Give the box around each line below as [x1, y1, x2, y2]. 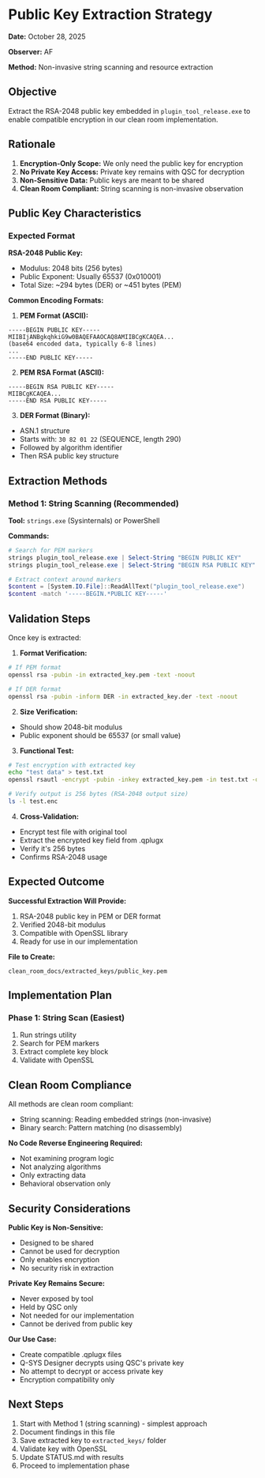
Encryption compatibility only [19, 1375, 115, 1384]
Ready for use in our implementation [19, 937, 138, 946]
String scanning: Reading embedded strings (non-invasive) [19, 1114, 211, 1124]
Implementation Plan [8, 989, 113, 1002]
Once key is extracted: [8, 633, 81, 642]
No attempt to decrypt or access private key [19, 1367, 164, 1376]
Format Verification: [19, 648, 88, 658]
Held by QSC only [19, 1303, 78, 1311]
